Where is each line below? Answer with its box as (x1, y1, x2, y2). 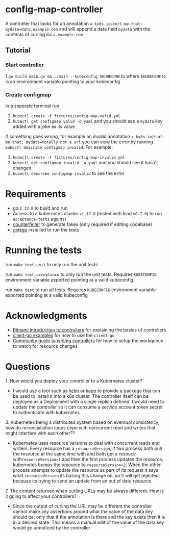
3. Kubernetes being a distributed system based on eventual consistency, (5, 419, 160, 425)
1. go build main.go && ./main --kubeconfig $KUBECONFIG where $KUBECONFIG (5, 73, 166, 79)
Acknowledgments (5, 310, 88, 321)
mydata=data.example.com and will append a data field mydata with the (5, 25, 151, 32)
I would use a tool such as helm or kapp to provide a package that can (12, 388, 161, 394)
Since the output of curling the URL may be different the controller (12, 503, 152, 509)
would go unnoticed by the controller (12, 524, 91, 531)
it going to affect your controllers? (5, 493, 77, 499)
